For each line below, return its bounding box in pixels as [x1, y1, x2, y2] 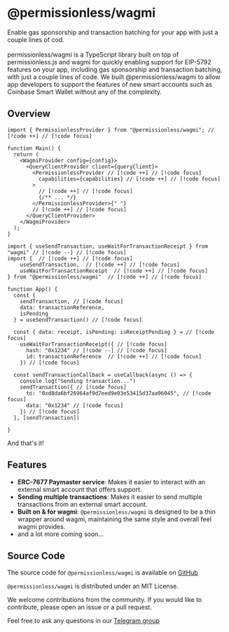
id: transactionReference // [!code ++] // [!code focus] [25, 353, 202, 360]
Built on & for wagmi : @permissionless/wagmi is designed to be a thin [17, 507, 216, 516]
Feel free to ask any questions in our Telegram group [7, 617, 160, 625]
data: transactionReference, [20, 304, 105, 311]
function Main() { [7, 145, 61, 152]
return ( [13, 150, 39, 158]
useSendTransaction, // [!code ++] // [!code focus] [20, 261, 180, 268]
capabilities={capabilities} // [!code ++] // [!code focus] [38, 175, 221, 183]
